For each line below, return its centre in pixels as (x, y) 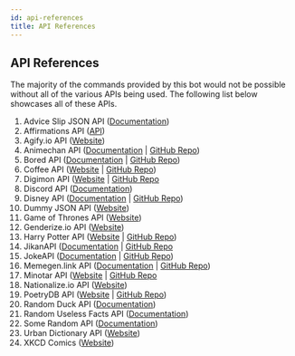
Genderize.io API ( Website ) (74, 227)
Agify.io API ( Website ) (64, 140)
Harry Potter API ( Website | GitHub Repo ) (100, 237)
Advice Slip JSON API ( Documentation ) (96, 121)
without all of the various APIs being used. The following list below (134, 94)
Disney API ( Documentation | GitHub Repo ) (103, 198)
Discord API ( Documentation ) (78, 189)
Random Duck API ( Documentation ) (90, 304)
